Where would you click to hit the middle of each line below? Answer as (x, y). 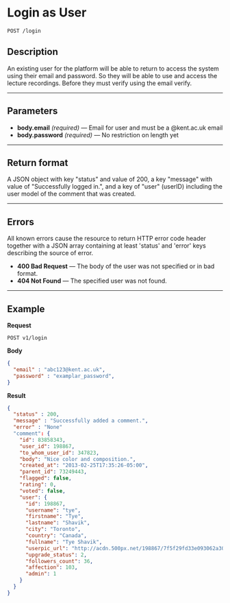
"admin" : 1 (41, 574)
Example (26, 309)
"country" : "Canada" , (56, 536)
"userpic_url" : (47, 548)
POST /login (24, 31)
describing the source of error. (50, 253)
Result (16, 395)
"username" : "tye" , (53, 510)
